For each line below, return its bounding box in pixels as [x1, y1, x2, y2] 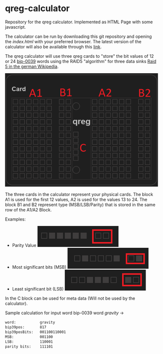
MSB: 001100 [5, 335, 53, 339]
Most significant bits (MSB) [12, 264, 66, 270]
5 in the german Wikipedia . [5, 64, 59, 69]
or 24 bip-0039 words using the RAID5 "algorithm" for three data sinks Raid [5, 58, 157, 64]
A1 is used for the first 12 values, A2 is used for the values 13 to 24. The [5, 197, 147, 203]
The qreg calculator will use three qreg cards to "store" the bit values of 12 [5, 53, 154, 59]
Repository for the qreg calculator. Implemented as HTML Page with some [5, 19, 153, 25]
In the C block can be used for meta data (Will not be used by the [5, 295, 135, 301]
